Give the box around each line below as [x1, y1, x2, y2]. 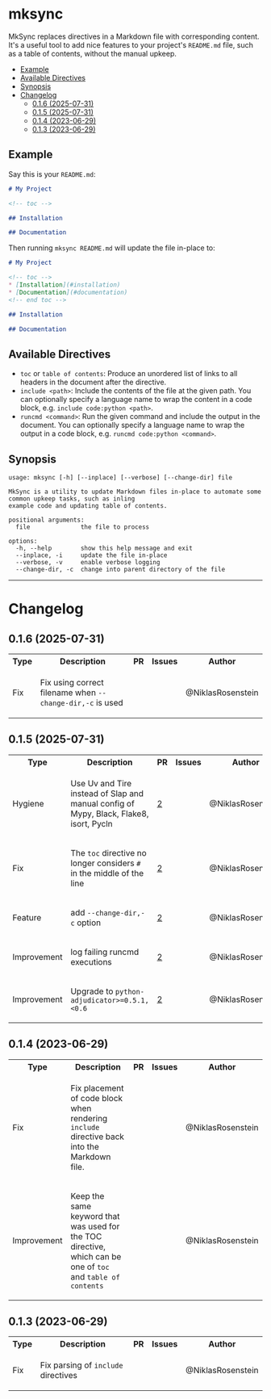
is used [95, 697, 123, 708]
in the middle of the [70, 867, 144, 878]
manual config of [70, 798, 135, 809]
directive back [70, 1131, 125, 1142]
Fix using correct [40, 677, 105, 688]
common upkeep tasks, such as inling [8, 495, 135, 503]
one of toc [70, 1261, 110, 1272]
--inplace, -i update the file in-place [15, 551, 168, 559]
